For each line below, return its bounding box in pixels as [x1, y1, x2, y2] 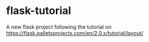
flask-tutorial [6, 4, 72, 17]
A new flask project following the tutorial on [6, 23, 112, 30]
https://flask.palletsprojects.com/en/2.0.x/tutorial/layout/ [6, 29, 144, 36]
